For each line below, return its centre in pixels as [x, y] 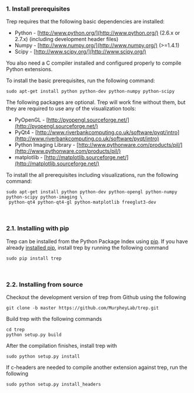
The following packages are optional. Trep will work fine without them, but [96, 102]
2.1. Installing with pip [38, 229]
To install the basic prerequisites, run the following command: [81, 80]
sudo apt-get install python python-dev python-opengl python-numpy [92, 192]
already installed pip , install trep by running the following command [87, 247]
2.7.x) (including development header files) [66, 39]
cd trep [16, 330]
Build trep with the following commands [54, 318]
